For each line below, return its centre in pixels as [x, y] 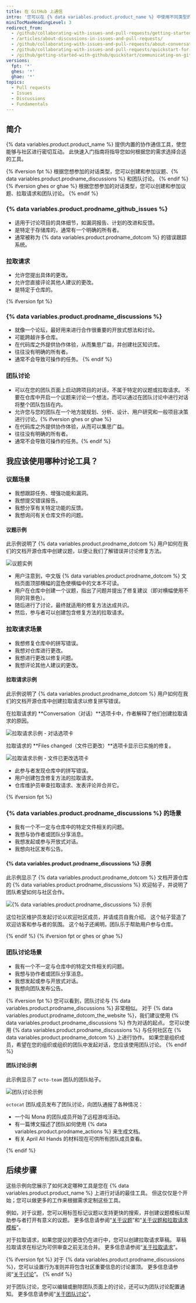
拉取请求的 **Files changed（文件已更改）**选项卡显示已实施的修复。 [90, 745]
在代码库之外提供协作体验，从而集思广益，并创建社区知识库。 [89, 345]
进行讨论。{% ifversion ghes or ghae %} [63, 419]
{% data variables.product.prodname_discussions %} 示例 [79, 863]
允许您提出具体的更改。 [43, 275]
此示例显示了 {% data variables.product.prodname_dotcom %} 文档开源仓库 [97, 878]
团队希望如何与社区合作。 [37, 892]
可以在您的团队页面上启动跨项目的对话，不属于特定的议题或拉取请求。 [99, 389]
